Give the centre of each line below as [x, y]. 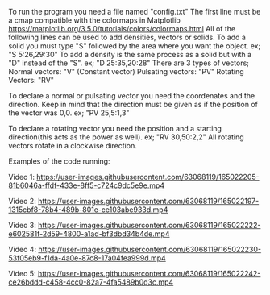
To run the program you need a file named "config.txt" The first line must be [135, 12]
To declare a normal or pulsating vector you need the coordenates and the [132, 96]
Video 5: [22, 274]
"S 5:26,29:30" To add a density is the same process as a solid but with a [130, 54]
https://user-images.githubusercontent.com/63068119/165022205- [147, 177]
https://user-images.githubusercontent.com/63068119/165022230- [150, 249]
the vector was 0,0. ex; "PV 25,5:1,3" [69, 113]
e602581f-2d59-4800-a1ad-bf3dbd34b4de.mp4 [89, 234]
